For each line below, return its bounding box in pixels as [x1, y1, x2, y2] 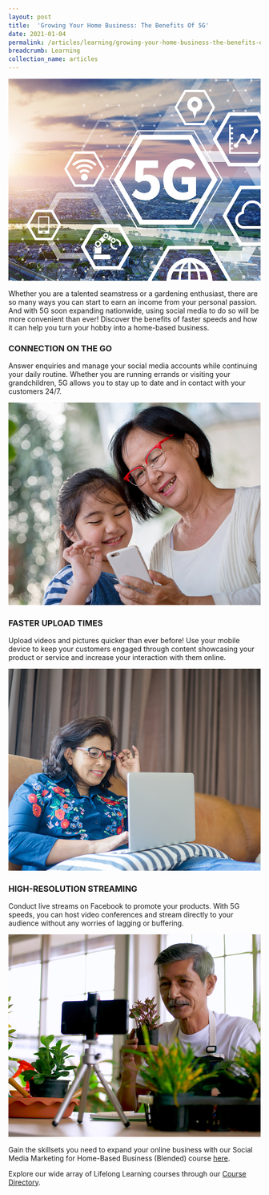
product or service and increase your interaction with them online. [8, 652, 227, 662]
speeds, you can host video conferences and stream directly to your [8, 910, 234, 920]
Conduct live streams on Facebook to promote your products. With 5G [8, 901, 240, 911]
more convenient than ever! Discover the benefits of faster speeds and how [8, 314, 258, 324]
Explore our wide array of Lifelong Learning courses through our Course [8, 1169, 247, 1178]
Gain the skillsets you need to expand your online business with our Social [8, 1144, 253, 1154]
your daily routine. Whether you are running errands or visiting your [8, 370, 231, 379]
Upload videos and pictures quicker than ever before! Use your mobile [8, 635, 240, 645]
